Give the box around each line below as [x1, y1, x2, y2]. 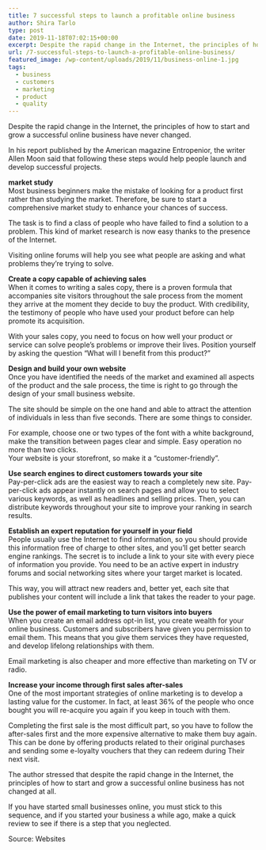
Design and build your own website [8, 364, 127, 373]
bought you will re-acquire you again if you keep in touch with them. [8, 706, 231, 715]
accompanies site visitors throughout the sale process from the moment [8, 291, 243, 301]
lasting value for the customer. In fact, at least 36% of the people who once [8, 697, 255, 707]
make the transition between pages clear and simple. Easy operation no [8, 436, 242, 446]
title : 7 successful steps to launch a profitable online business [8, 11, 236, 20]
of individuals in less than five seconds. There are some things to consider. [8, 413, 253, 422]
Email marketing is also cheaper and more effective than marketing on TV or [8, 657, 256, 666]
